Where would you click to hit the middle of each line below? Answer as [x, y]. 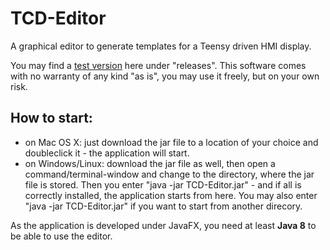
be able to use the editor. [61, 236]
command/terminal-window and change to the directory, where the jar [169, 174]
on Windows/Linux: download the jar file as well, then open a [150, 163]
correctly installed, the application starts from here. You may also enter [171, 195]
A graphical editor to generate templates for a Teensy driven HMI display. [161, 46]
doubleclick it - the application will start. [107, 153]
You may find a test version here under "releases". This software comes [158, 65]
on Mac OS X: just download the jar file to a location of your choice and [171, 142]
